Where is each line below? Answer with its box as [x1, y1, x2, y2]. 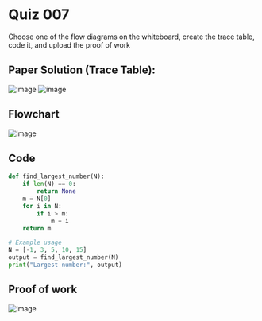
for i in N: [22, 202, 62, 210]
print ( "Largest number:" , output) [8, 261, 123, 269]
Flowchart [8, 107, 60, 121]
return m [22, 224, 52, 232]
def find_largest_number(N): [8, 172, 105, 180]
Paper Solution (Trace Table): [8, 64, 156, 77]
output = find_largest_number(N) [8, 253, 119, 261]
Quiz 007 [8, 6, 70, 24]
